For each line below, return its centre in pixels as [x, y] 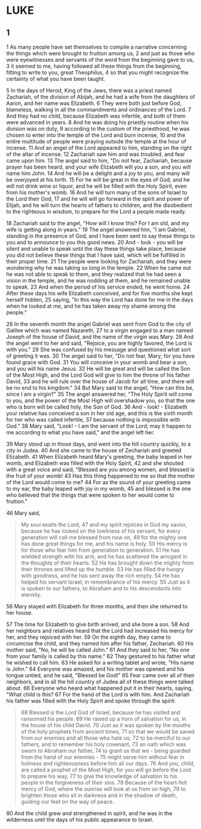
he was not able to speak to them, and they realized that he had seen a [94, 274]
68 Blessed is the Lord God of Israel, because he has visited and [100, 712]
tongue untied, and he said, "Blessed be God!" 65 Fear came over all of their [100, 675]
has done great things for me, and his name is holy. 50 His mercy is [104, 544]
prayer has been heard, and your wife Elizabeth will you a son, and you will [98, 167]
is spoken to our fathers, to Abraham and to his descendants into [101, 588]
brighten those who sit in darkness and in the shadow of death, [99, 795]
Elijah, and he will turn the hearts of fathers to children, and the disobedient [99, 205]
